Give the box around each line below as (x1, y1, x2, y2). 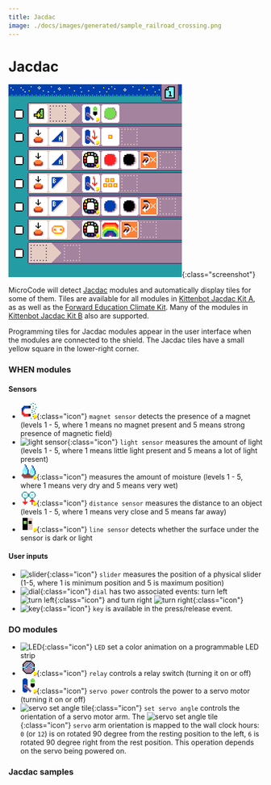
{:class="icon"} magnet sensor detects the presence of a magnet (35, 411, 251, 421)
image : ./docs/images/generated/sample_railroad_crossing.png (8, 21, 222, 30)
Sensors (8, 384, 38, 393)
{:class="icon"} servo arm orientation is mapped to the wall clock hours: (19, 720, 260, 730)
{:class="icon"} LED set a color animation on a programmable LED (41, 642, 260, 652)
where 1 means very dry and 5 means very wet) (19, 481, 179, 490)
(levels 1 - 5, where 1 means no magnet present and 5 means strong (19, 420, 245, 430)
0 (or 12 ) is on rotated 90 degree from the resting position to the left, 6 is (19, 729, 260, 739)
